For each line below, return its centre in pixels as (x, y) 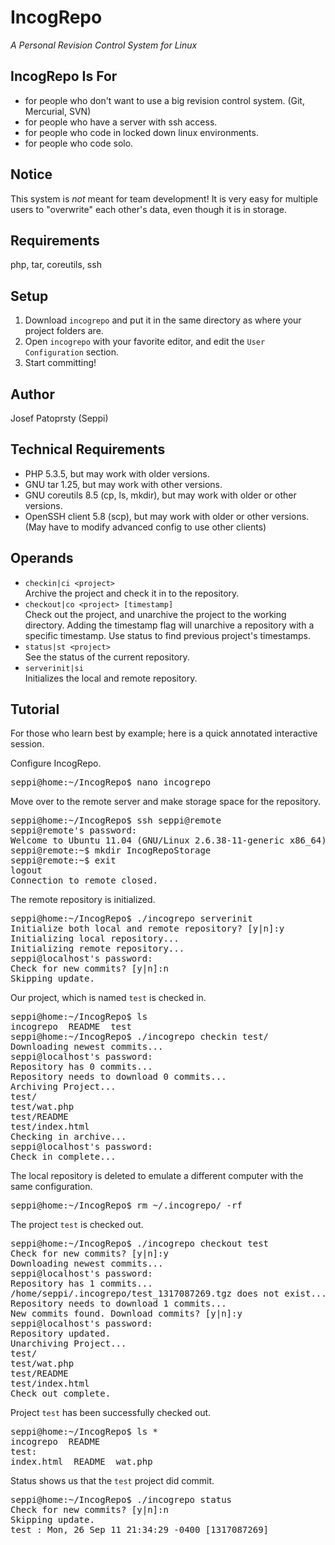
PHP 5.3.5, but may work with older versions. (117, 473)
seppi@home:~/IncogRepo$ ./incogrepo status (121, 1500)
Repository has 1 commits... (81, 1284)
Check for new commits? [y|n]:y (89, 1254)
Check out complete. (61, 1394)
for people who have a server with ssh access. (121, 122)
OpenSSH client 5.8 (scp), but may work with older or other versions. (167, 516)
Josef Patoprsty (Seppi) (59, 418)
